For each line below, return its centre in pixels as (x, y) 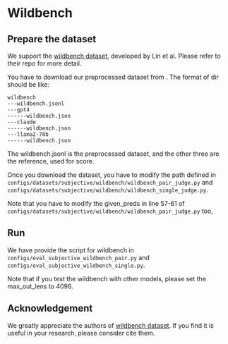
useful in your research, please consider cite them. (81, 333)
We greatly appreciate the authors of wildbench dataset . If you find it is (110, 325)
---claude (22, 122)
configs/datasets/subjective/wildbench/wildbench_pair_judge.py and (110, 182)
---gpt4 (19, 110)
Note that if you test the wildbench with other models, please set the (107, 278)
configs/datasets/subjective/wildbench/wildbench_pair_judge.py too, (110, 211)
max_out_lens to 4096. (40, 286)
